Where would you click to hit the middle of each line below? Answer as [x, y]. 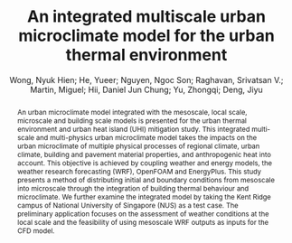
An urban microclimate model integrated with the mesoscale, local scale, [132, 112]
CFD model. [36, 231]
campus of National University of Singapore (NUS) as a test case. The [127, 205]
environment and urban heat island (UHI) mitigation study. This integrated [133, 129]
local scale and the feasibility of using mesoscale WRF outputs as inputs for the [142, 222]
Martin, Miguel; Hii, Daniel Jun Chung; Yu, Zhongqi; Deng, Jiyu [146, 89]
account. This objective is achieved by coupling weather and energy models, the [145, 163]
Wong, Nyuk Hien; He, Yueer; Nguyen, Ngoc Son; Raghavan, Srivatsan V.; [146, 79]
